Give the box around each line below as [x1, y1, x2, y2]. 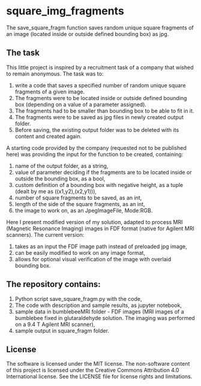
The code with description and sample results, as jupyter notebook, [14, 301, 182, 309]
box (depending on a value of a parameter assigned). [14, 101, 147, 108]
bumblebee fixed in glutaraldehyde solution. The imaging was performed [14, 314, 195, 321]
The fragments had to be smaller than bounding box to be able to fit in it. [14, 107, 194, 114]
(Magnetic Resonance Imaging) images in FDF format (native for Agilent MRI [6, 225, 195, 232]
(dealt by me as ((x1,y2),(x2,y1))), [14, 188, 97, 195]
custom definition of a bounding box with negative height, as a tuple [14, 181, 184, 188]
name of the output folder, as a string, [14, 162, 109, 169]
